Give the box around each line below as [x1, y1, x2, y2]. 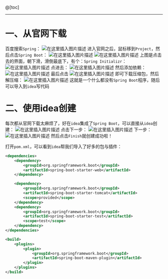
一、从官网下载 [5, 28, 67, 40]
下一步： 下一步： [69, 126, 151, 132]
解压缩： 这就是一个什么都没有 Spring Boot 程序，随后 [5, 77, 160, 83]
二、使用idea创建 [5, 103, 76, 114]
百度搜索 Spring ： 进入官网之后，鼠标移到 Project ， [5, 45, 156, 52]
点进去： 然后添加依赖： [50, 64, 146, 70]
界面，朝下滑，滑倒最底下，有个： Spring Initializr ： [13, 58, 126, 64]
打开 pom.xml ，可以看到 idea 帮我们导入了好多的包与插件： [5, 143, 122, 150]
